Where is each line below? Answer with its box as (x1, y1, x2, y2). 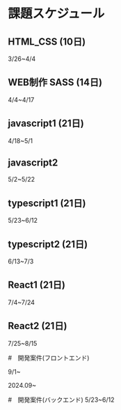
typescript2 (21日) (8, 238, 88, 250)
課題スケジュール (8, 6, 105, 22)
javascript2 (8, 157, 58, 169)
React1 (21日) (8, 279, 65, 291)
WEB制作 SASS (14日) (8, 77, 103, 89)
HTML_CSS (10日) (8, 36, 86, 47)
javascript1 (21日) (8, 117, 84, 129)
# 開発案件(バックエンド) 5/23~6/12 (8, 395, 115, 404)
